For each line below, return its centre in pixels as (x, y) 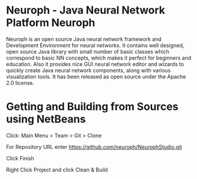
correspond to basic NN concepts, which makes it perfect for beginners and (99, 58)
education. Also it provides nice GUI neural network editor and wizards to (95, 64)
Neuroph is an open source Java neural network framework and (84, 39)
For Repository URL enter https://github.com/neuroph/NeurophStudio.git (94, 147)
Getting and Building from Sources (92, 107)
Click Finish (20, 158)
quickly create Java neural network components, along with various (88, 70)
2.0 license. (20, 82)
